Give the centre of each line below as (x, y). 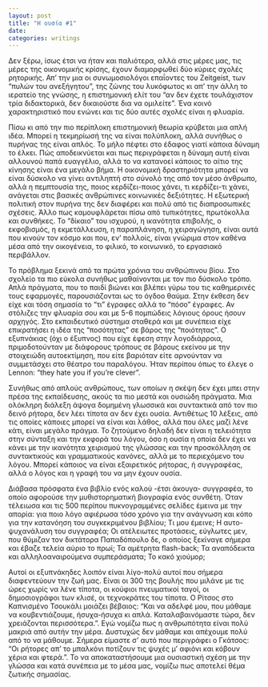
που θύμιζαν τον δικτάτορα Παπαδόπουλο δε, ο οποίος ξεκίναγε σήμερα (129, 540)
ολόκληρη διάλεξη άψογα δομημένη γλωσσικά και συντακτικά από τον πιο (133, 405)
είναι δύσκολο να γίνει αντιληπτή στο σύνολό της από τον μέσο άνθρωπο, (133, 179)
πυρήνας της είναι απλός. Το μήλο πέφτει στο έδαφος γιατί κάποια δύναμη (134, 144)
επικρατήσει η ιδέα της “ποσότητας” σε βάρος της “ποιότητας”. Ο (117, 330)
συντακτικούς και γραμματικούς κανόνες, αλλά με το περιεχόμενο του (126, 456)
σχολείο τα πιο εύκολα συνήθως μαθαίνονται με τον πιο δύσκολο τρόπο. (130, 279)
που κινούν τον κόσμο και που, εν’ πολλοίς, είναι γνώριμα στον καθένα (127, 238)
